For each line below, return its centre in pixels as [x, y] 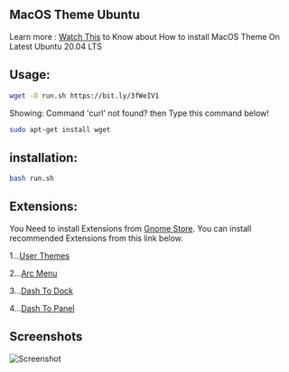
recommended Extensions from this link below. [96, 238]
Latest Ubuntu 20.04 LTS [56, 46]
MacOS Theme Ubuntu [75, 15]
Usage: [30, 75]
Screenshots [46, 337]
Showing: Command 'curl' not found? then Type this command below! [139, 113]
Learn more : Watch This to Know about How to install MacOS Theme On [144, 36]
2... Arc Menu [33, 273]
